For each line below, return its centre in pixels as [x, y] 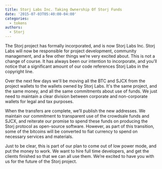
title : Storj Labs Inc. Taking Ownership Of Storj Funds [64, 9]
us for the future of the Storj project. [41, 161]
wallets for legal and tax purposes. [39, 101]
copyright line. [19, 71]
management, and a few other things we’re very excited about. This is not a [80, 56]
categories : [17, 18]
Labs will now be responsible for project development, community [71, 51]
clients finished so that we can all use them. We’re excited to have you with [80, 156]
